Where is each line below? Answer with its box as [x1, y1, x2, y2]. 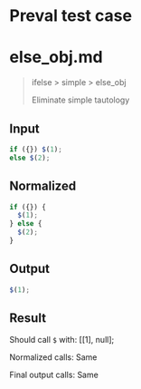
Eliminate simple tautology [31, 94, 130, 105]
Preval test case [9, 5, 133, 26]
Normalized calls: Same [9, 352, 98, 363]
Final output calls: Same [9, 369, 99, 381]
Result [9, 310, 47, 326]
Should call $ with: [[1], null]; [9, 335, 115, 345]
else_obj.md [9, 47, 103, 68]
